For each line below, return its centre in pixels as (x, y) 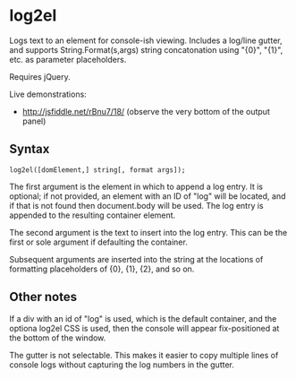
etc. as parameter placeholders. (68, 59)
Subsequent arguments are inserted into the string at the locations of (136, 259)
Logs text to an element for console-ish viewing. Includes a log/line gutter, (146, 40)
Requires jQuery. (40, 76)
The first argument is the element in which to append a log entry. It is (136, 186)
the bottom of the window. (58, 338)
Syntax (30, 149)
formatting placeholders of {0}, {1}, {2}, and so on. (102, 269)
